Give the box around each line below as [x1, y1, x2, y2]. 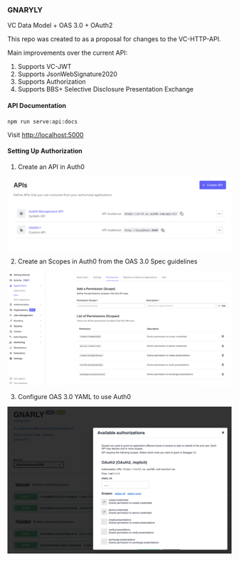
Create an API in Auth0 [17, 162, 85, 171]
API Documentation [7, 101, 66, 109]
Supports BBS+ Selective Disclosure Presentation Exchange [17, 85, 194, 94]
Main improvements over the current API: [7, 48, 128, 58]
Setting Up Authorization [7, 147, 83, 156]
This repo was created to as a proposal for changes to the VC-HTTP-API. [7, 35, 221, 43]
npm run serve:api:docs [7, 118, 78, 125]
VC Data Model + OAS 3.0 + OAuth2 [7, 21, 113, 30]
